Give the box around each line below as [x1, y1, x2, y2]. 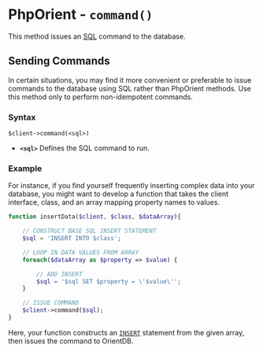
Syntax [8, 112, 36, 123]
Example [8, 163, 43, 174]
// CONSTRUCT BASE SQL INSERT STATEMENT [22, 227, 157, 235]
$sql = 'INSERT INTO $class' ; [22, 235, 122, 243]
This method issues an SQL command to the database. [8, 31, 187, 41]
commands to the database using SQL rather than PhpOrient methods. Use [8, 83, 252, 93]
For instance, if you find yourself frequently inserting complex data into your [8, 181, 255, 191]
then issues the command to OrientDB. [8, 336, 134, 346]
